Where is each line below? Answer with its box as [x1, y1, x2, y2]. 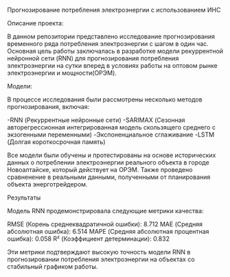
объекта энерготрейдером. [7, 180, 88, 188]
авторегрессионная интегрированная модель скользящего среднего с [7, 123, 216, 131]
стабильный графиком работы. [7, 263, 98, 270]
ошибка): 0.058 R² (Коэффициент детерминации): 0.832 [7, 234, 170, 243]
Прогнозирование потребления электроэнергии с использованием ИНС [7, 6, 221, 14]
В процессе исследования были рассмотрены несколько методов [7, 95, 203, 104]
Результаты [7, 193, 41, 202]
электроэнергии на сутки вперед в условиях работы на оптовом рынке [7, 62, 218, 69]
